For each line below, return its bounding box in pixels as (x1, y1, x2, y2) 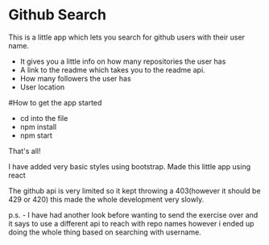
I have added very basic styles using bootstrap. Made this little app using (8, 161, 251, 171)
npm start (19, 131, 52, 140)
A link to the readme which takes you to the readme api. (19, 64, 205, 74)
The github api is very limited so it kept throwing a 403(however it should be (8, 185, 261, 195)
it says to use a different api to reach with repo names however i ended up (8, 218, 255, 228)
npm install (19, 122, 57, 131)
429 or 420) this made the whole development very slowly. (8, 194, 205, 204)
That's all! (8, 146, 41, 156)
